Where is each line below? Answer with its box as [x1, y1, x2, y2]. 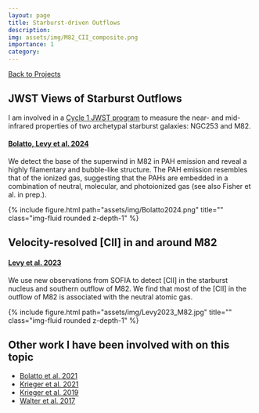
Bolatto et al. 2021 [19, 371, 78, 381]
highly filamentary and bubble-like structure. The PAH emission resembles [8, 165, 248, 175]
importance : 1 [8, 41, 55, 49]
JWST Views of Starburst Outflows [8, 92, 182, 106]
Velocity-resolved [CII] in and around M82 [8, 236, 218, 249]
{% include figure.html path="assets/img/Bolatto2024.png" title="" [8, 205, 224, 215]
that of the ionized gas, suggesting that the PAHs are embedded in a [8, 173, 228, 183]
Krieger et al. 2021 [19, 379, 79, 389]
